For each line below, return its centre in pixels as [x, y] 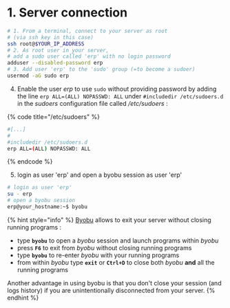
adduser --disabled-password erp [55, 63]
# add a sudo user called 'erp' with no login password [89, 56]
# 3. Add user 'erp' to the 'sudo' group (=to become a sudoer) [101, 69]
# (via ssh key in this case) [51, 37]
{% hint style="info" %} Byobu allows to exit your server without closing [109, 220]
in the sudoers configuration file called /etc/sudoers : [92, 103]
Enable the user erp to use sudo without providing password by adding [117, 89]
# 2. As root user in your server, [58, 50]
